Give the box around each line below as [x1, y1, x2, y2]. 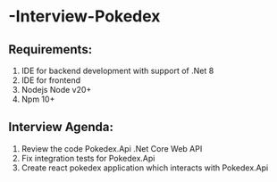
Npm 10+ [21, 94, 55, 104]
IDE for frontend [21, 75, 81, 86]
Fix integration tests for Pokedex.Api [21, 153, 155, 163]
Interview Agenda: [8, 120, 113, 135]
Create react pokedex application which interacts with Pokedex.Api [21, 162, 269, 173]
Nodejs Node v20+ [21, 85, 92, 95]
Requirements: [8, 42, 93, 57]
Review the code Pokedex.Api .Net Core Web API [21, 143, 203, 153]
